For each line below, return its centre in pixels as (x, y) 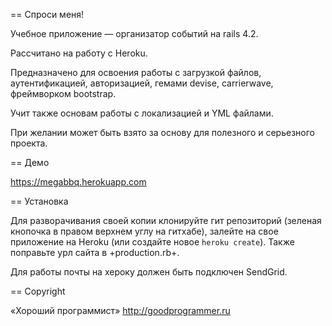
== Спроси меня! (47, 14)
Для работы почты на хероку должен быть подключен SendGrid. (149, 272)
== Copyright (38, 291)
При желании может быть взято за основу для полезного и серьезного (162, 132)
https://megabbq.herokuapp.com (78, 182)
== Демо (30, 162)
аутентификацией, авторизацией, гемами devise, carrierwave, (142, 83)
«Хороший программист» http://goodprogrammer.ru (120, 310)
